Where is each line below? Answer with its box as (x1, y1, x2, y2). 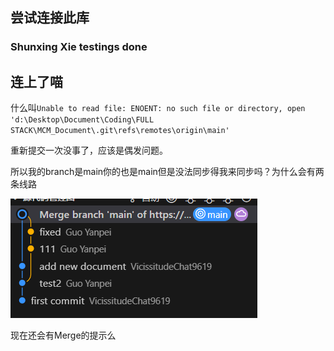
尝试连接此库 (10, 9, 90, 27)
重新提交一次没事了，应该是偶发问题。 (10, 144, 168, 157)
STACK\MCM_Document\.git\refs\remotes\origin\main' (10, 126, 230, 136)
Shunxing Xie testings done (10, 40, 148, 54)
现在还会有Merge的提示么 (10, 329, 117, 342)
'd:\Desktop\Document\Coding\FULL (10, 115, 155, 125)
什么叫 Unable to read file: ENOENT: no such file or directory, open (10, 102, 306, 114)
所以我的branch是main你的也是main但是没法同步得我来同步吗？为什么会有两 (10, 166, 325, 178)
